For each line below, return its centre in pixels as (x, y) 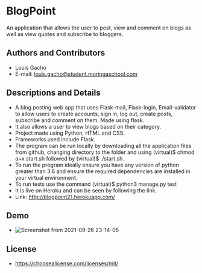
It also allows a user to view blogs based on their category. (88, 126)
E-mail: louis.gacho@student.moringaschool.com (76, 74)
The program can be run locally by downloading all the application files (103, 146)
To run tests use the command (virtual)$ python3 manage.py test (96, 184)
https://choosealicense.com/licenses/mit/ (67, 263)
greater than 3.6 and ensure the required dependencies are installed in (103, 171)
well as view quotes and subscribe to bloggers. (65, 34)
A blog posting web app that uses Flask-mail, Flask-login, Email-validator (106, 107)
